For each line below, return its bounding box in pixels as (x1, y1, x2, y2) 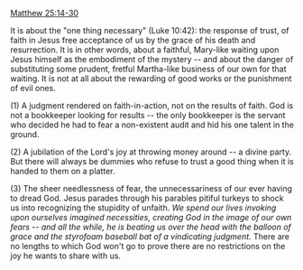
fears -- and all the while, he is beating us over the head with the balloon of (10, 221, 292, 232)
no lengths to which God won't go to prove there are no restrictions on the (10, 241, 286, 251)
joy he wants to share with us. (10, 250, 121, 261)
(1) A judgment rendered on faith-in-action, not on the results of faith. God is (10, 100, 294, 111)
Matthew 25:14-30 (10, 8, 79, 18)
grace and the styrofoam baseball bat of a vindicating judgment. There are (10, 231, 289, 242)
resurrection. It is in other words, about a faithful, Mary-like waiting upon (10, 44, 280, 55)
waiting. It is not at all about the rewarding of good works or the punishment (10, 73, 292, 84)
